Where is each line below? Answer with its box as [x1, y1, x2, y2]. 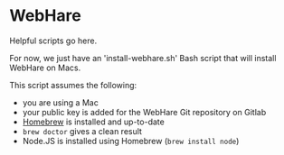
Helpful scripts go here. [9, 35, 98, 46]
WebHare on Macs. [9, 62, 81, 73]
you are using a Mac [22, 96, 99, 108]
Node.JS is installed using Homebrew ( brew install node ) [22, 135, 240, 146]
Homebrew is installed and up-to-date [22, 116, 165, 127]
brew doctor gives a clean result [22, 125, 143, 136]
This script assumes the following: [9, 79, 137, 90]
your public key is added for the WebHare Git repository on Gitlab [22, 106, 267, 117]
